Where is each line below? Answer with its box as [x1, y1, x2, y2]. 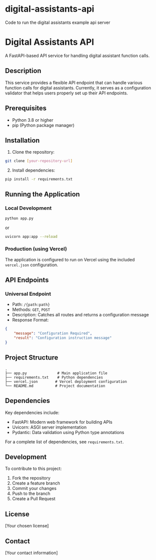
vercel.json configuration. [5, 262, 58, 268]
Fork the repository [12, 475, 51, 481]
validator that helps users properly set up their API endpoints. [5, 90, 128, 96]
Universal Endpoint [5, 290, 51, 297]
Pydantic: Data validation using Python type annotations [12, 429, 124, 435]
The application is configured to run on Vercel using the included [5, 256, 135, 262]
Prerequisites [5, 104, 47, 112]
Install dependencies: [12, 167, 55, 173]
